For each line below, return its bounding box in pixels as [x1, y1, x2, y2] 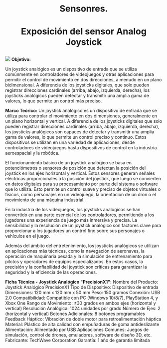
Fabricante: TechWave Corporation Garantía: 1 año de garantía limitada [5, 338, 151, 344]
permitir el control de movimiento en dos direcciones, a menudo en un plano [5, 77, 162, 83]
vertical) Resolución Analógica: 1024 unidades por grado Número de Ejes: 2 [5, 306, 161, 312]
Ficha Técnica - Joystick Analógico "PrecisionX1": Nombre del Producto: [5, 279, 159, 285]
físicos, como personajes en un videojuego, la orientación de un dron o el [5, 192, 156, 198]
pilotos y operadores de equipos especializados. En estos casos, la [5, 259, 143, 265]
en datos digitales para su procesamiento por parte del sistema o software [5, 181, 158, 187]
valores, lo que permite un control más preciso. [5, 98, 102, 104]
